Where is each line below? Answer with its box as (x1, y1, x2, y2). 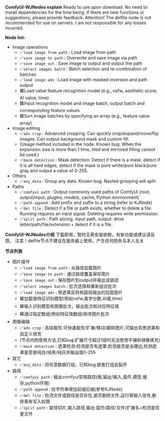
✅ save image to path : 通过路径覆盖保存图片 (19, 271, 110, 277)
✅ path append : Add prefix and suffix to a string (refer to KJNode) (19, 200, 153, 206)
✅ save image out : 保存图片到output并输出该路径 (19, 277, 119, 283)
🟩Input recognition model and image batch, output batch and (19, 100, 145, 106)
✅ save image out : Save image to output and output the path (19, 60, 143, 66)
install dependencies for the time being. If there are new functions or (5, 9, 144, 15)
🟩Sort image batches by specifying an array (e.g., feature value (19, 113, 150, 119)
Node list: (5, 34, 26, 40)
